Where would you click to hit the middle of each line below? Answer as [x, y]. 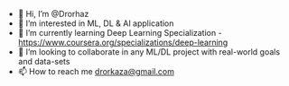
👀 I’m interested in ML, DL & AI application [96, 23]
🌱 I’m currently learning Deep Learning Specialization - [120, 33]
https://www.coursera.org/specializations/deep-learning [123, 42]
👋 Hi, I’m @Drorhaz [53, 14]
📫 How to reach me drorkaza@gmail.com [96, 71]
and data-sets [44, 61]
